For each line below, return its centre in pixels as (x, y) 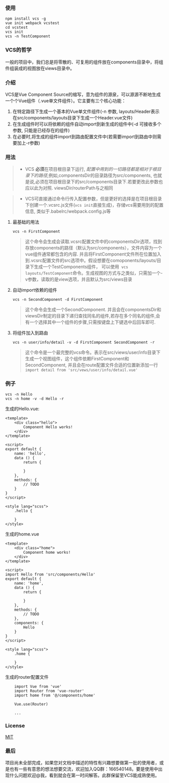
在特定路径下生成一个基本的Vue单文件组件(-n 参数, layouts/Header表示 (86, 111)
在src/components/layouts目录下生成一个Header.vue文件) (72, 117)
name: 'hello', (30, 454)
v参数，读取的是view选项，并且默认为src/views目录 (78, 279)
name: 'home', (29, 583)
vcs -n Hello (19, 395)
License (15, 726)
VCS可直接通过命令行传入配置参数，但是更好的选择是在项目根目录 (93, 199)
